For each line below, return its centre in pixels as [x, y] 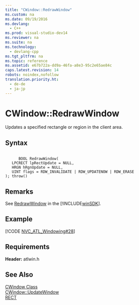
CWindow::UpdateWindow [32, 292]
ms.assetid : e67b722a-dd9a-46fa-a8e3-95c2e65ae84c [59, 65]
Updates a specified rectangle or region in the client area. [64, 127]
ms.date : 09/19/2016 [27, 19]
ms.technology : [21, 47]
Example [19, 219]
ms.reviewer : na [22, 38]
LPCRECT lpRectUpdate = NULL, [43, 163]
